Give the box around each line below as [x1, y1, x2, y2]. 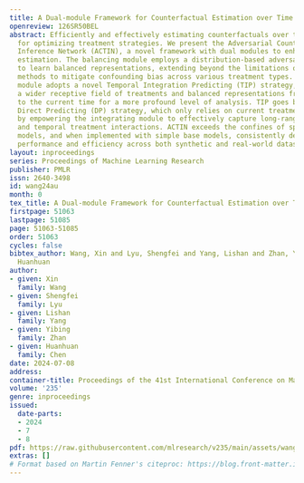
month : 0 [9, 190, 43, 199]
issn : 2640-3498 [9, 173, 71, 182]
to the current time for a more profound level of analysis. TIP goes [17, 97, 290, 107]
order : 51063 [9, 232, 59, 241]
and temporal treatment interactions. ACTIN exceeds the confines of [17, 123, 285, 132]
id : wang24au [9, 182, 59, 191]
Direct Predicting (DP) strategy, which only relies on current [17, 106, 265, 115]
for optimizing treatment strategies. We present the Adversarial [17, 38, 273, 48]
